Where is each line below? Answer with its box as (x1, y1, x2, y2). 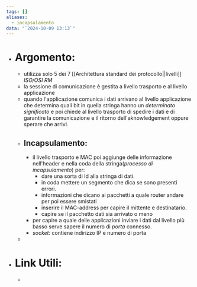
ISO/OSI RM (23, 76, 53, 84)
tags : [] (6, 8, 28, 15)
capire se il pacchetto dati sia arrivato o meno (41, 211, 153, 217)
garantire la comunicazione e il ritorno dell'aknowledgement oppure (23, 114, 189, 122)
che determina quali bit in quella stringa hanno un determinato (23, 102, 176, 109)
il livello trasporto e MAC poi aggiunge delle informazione (32, 154, 173, 161)
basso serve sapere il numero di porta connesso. (32, 223, 152, 230)
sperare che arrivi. (23, 121, 69, 128)
